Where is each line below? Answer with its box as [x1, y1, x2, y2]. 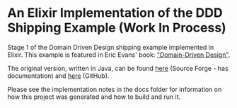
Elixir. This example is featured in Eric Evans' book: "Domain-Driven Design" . [7, 50, 231, 59]
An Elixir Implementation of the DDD [7, 5, 223, 21]
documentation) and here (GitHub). [7, 72, 110, 80]
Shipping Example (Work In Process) [7, 20, 226, 36]
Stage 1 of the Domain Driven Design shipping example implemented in [7, 43, 214, 51]
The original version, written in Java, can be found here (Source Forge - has [7, 64, 229, 72]
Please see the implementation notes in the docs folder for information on [7, 85, 222, 93]
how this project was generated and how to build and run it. [7, 93, 181, 101]
